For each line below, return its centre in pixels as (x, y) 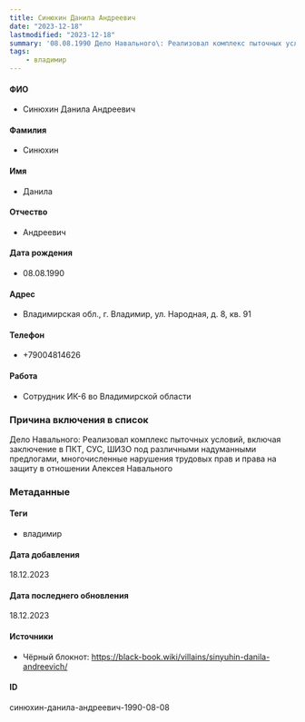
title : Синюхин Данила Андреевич (73, 18)
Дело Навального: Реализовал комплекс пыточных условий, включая (145, 439)
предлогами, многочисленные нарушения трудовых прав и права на (143, 459)
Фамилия (28, 130)
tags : (20, 52)
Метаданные (40, 491)
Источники (31, 637)
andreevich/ (45, 666)
